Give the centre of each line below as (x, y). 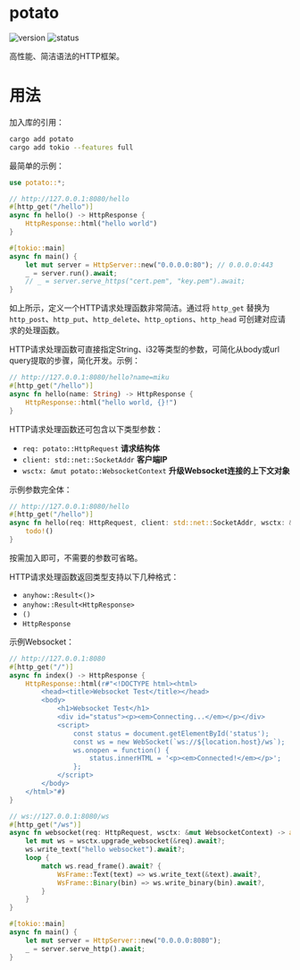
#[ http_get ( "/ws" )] (46, 825)
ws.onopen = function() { (121, 750)
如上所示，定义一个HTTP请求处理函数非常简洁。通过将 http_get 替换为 (140, 308)
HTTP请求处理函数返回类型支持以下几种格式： (94, 576)
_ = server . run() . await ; (71, 273)
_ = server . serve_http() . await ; (85, 949)
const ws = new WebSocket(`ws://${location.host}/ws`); (179, 742)
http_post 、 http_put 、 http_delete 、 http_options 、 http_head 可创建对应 (144, 319)
